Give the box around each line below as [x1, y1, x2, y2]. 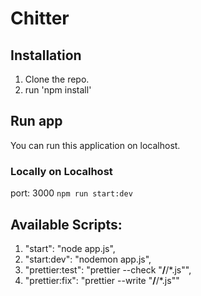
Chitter [10, 7, 70, 30]
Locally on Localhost [10, 164, 113, 178]
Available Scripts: [10, 216, 123, 233]
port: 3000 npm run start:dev [10, 187, 133, 199]
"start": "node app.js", [24, 242, 116, 254]
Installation [10, 47, 82, 64]
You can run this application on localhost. [10, 139, 181, 151]
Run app [10, 113, 63, 130]
